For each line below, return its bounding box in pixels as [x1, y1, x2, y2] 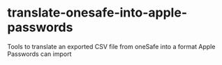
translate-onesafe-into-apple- [7, 5, 187, 21]
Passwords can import [7, 50, 72, 58]
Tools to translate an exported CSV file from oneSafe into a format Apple [7, 42, 216, 50]
